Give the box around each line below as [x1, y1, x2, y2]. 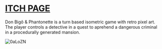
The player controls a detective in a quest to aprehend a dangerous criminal [5, 24, 158, 30]
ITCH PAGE [5, 3, 50, 14]
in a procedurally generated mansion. [5, 29, 81, 35]
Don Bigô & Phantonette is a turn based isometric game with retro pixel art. [5, 19, 155, 25]
